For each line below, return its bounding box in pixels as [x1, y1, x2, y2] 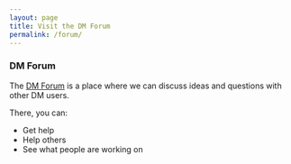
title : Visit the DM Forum [9, 22, 111, 31]
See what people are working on [22, 143, 143, 154]
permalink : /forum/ [9, 30, 83, 39]
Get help [22, 124, 55, 135]
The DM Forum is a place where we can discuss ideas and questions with [9, 80, 282, 91]
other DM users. [9, 89, 69, 100]
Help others [22, 134, 67, 145]
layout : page [9, 13, 59, 23]
